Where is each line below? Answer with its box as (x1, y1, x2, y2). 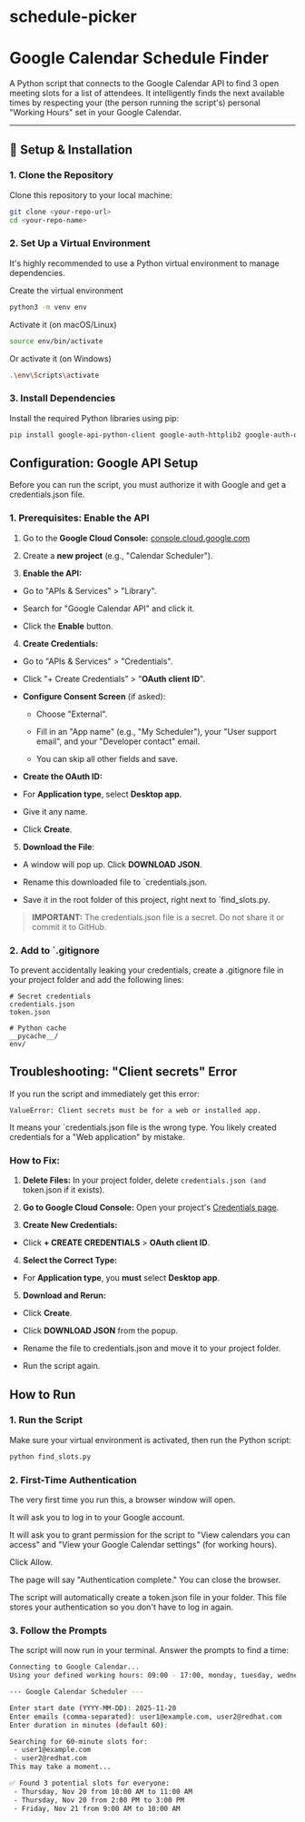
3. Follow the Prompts (9, 1624, 107, 1637)
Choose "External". (35, 708, 108, 719)
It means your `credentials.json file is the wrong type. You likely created (9, 1122, 277, 1133)
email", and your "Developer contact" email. (35, 736, 201, 747)
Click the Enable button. (22, 620, 113, 631)
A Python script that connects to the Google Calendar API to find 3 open (9, 78, 280, 89)
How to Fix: (9, 1154, 61, 1166)
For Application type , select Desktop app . (22, 788, 182, 799)
